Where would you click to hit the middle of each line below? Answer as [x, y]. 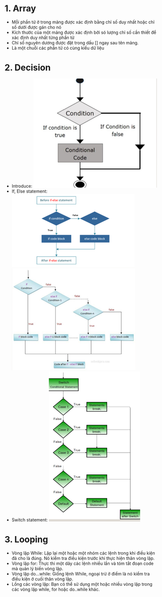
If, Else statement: [30, 191]
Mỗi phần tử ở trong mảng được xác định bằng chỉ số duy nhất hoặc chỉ [83, 22]
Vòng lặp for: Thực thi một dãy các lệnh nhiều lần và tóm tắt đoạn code [82, 563]
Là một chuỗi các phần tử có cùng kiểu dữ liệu [58, 48]
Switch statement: [30, 519]
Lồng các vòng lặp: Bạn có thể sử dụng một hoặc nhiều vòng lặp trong [82, 584]
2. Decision [28, 68]
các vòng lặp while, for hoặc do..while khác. [56, 589]
